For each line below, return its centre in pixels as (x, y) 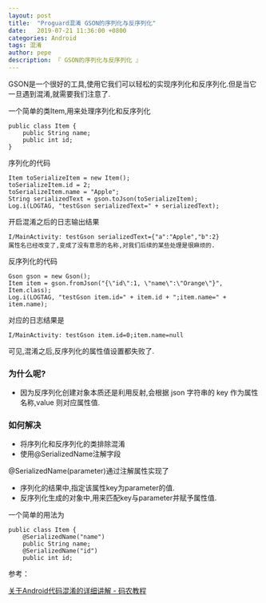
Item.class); (30, 290)
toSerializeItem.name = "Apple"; (64, 192)
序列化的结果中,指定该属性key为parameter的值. (97, 488)
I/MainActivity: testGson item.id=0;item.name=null (96, 335)
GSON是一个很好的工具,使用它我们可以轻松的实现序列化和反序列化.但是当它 (133, 84)
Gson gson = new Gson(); (50, 276)
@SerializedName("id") (60, 551)
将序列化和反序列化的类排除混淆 (72, 444)
